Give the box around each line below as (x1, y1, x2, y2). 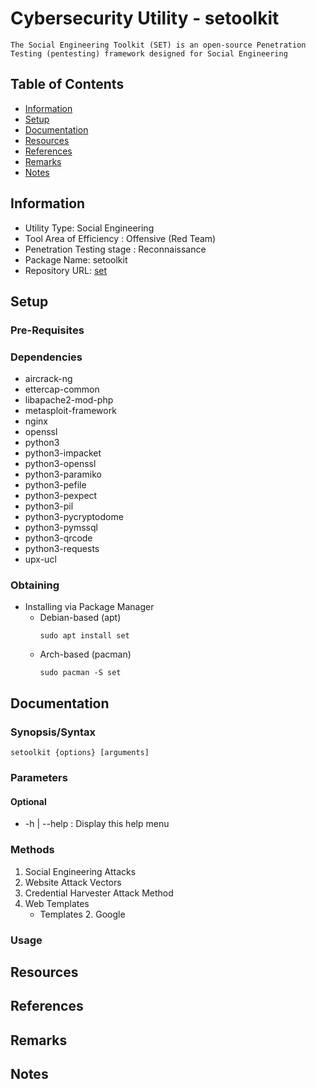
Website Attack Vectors (24, 876, 122, 888)
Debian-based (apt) (39, 612, 122, 624)
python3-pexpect (24, 490, 98, 502)
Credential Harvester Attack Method (24, 887, 174, 899)
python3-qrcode (24, 532, 93, 544)
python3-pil (24, 500, 74, 512)
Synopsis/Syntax (10, 725, 97, 739)
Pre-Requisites (10, 323, 85, 337)
